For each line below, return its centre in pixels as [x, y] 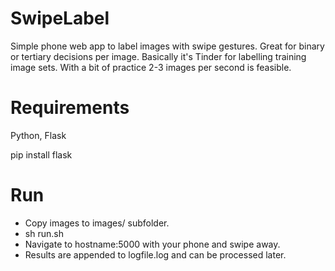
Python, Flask [38, 135]
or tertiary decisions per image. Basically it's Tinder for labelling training [158, 56]
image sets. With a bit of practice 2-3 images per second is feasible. [151, 67]
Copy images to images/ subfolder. [97, 223]
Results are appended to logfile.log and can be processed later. [155, 254]
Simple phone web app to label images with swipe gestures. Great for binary [167, 46]
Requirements [70, 108]
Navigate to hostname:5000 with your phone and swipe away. [152, 244]
